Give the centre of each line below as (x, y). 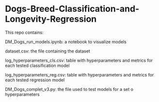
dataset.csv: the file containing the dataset (48, 51)
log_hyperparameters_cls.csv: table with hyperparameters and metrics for (79, 60)
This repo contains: (24, 32)
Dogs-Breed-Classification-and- (72, 9)
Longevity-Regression (51, 19)
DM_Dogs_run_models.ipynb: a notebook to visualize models (66, 41)
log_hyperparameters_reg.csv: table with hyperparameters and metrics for (79, 75)
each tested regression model (35, 80)
